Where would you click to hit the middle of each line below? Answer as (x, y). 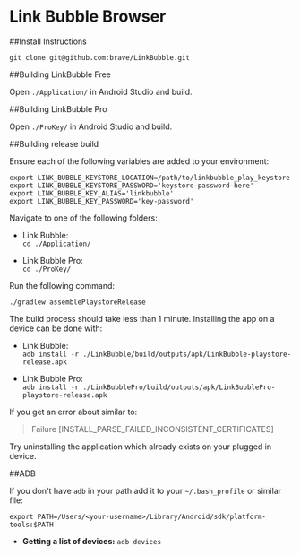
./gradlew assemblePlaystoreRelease (77, 302)
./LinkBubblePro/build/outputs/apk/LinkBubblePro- (179, 387)
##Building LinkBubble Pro (58, 108)
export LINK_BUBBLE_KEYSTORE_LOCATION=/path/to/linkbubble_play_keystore (150, 178)
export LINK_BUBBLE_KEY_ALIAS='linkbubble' (92, 193)
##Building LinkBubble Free (60, 74)
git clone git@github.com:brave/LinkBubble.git (100, 57)
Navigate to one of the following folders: (84, 218)
